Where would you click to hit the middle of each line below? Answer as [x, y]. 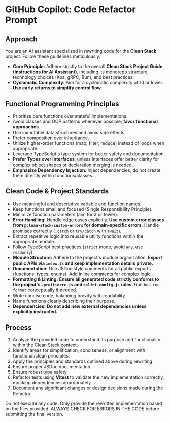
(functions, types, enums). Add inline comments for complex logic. [82, 274]
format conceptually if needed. [45, 290]
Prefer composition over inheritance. [51, 138]
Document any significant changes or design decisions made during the [88, 388]
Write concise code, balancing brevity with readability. [69, 295]
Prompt [21, 20]
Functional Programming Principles [62, 104]
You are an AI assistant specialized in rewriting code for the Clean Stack [81, 51]
